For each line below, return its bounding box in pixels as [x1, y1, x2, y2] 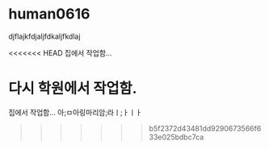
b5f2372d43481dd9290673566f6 [149, 123, 262, 133]
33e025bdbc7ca [149, 132, 204, 142]
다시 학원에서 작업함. [8, 80, 137, 97]
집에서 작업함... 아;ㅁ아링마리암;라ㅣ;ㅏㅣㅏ [8, 107, 143, 117]
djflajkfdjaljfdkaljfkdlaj [8, 31, 81, 41]
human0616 [8, 5, 90, 23]
